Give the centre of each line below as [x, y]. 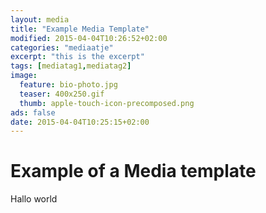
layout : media [40, 19]
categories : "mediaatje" [62, 47]
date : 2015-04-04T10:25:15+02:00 [80, 122]
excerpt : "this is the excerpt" [77, 57]
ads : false [33, 112]
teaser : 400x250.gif [62, 94]
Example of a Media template [133, 171]
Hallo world [34, 199]
